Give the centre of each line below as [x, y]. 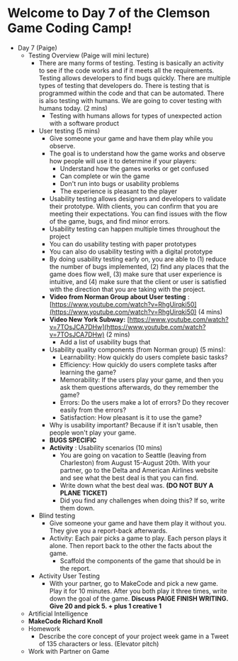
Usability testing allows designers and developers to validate [138, 198]
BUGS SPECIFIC [73, 440]
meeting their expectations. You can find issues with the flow [138, 214]
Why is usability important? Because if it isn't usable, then [134, 425]
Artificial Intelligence [58, 613]
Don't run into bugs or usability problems [119, 183]
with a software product [84, 123]
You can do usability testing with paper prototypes [123, 244]
